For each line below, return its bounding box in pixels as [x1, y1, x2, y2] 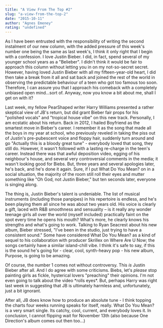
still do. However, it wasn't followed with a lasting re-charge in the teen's [5, 146, 150, 152]
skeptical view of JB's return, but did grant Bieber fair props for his [5, 109, 139, 115]
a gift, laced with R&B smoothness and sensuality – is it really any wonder [5, 206, 152, 212]
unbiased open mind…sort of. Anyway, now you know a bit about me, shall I [5, 90, 156, 96]
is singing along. [5, 182, 38, 187]
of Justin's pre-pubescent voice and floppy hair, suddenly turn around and [5, 135, 154, 141]
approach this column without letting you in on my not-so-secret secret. [5, 64, 149, 70]
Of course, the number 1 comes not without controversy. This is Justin [5, 262, 146, 268]
